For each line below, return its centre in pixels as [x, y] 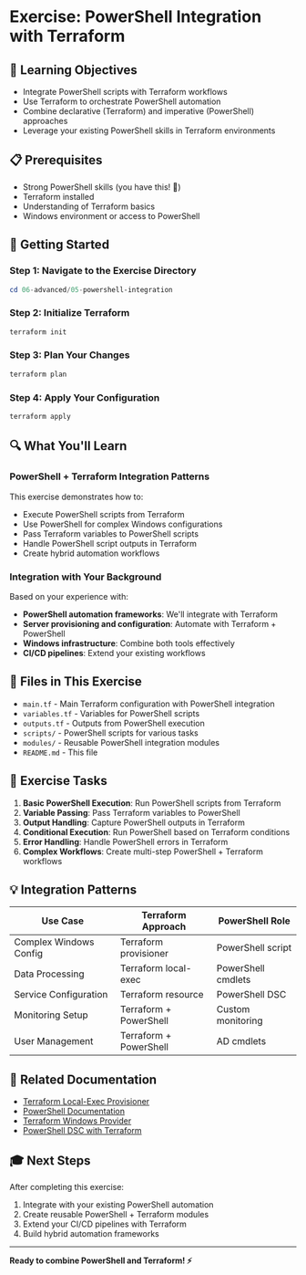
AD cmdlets [241, 1041]
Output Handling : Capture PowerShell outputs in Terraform [134, 822]
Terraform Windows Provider [77, 1121]
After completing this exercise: [67, 1186]
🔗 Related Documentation [83, 1079]
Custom [233, 1009]
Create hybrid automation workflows [91, 553]
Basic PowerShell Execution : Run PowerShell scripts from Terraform [152, 803]
